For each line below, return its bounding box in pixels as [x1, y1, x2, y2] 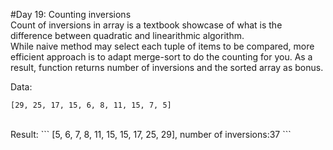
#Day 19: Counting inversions [10, 9, 132, 20]
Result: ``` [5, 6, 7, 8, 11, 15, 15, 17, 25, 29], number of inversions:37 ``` [10, 129, 292, 140]
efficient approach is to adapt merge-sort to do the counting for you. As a [10, 51, 313, 63]
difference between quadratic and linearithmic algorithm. [10, 30, 245, 41]
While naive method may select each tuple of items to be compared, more [10, 40, 315, 52]
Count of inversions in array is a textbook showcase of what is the [10, 19, 283, 31]
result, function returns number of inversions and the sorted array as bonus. [10, 62, 324, 73]
